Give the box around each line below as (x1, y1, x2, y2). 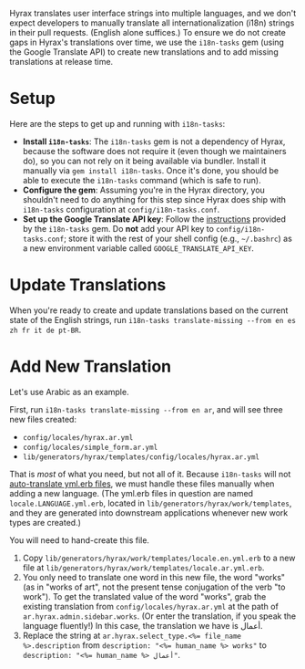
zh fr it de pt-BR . (9, 324, 82, 335)
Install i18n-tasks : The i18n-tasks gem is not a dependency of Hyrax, (22, 136, 286, 147)
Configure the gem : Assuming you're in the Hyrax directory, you (22, 184, 266, 195)
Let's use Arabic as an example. (9, 386, 129, 397)
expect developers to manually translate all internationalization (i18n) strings (9, 17, 295, 28)
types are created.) (9, 517, 82, 528)
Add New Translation (9, 356, 172, 377)
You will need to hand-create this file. (9, 534, 150, 546)
